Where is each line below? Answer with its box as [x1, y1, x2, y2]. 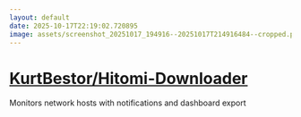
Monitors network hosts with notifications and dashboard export [9, 97, 246, 108]
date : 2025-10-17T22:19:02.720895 [9, 21, 139, 30]
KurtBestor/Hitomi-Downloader [9, 68, 248, 88]
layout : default [9, 13, 70, 22]
